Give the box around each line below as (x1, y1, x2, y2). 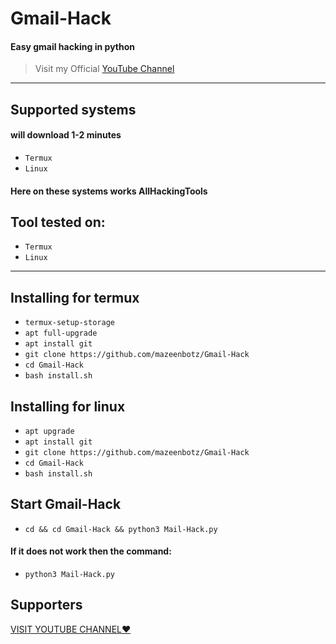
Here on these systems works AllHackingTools (10, 185, 208, 197)
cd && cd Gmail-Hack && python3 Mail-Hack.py (24, 524, 218, 534)
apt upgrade (24, 427, 75, 437)
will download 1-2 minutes (10, 129, 122, 141)
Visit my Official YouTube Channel (34, 63, 175, 75)
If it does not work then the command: (10, 545, 172, 557)
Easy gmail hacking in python (10, 40, 135, 52)
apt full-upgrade (24, 328, 98, 339)
